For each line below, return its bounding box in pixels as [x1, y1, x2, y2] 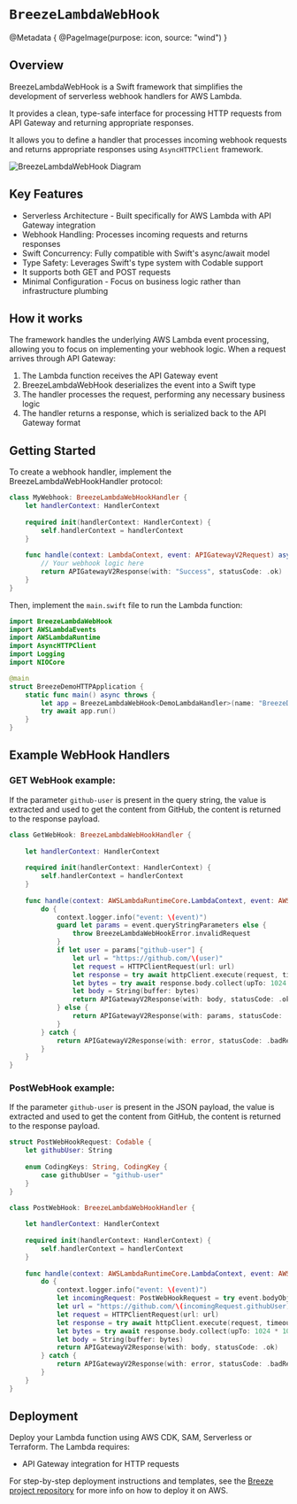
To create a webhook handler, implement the [9, 467, 172, 477]
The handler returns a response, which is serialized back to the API [21, 408, 267, 419]
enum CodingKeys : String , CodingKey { [25, 1162, 168, 1172]
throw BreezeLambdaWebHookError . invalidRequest [72, 929, 251, 938]
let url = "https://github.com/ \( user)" [72, 953, 224, 962]
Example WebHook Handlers [9, 748, 171, 763]
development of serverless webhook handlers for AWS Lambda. [9, 90, 242, 101]
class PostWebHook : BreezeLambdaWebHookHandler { [9, 1203, 196, 1212]
